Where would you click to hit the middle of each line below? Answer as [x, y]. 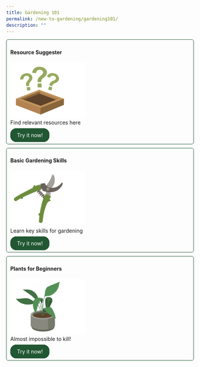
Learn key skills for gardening [47, 230]
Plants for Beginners [36, 269]
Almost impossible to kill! [41, 338]
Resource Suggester [36, 52]
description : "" [26, 25]
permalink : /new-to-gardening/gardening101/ [62, 19]
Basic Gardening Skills [39, 161]
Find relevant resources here [46, 123]
